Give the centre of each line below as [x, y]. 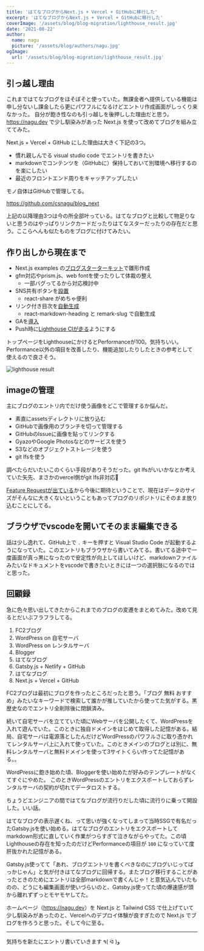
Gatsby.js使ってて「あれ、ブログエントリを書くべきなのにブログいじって [97, 864]
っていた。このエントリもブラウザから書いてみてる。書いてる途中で [107, 550]
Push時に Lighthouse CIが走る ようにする [66, 329]
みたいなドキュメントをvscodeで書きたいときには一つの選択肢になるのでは [101, 565]
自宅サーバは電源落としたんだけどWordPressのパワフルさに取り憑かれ [105, 736]
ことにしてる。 [36, 505]
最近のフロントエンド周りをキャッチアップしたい [76, 178]
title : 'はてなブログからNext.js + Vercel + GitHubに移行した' [82, 12]
